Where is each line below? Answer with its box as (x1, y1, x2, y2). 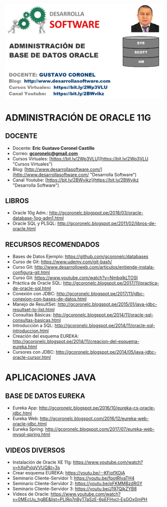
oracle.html (12, 226, 36, 232)
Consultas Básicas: (12, 312, 52, 318)
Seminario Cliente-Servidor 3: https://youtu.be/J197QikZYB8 (12, 486, 137, 492)
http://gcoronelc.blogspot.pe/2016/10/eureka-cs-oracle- (38, 405, 155, 411)
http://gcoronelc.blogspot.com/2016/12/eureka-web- (39, 416, 149, 422)
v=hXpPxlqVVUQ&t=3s (12, 465, 60, 471)
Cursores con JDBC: (12, 349, 55, 355)
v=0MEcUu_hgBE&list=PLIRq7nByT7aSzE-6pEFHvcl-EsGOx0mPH (12, 497, 147, 503)
